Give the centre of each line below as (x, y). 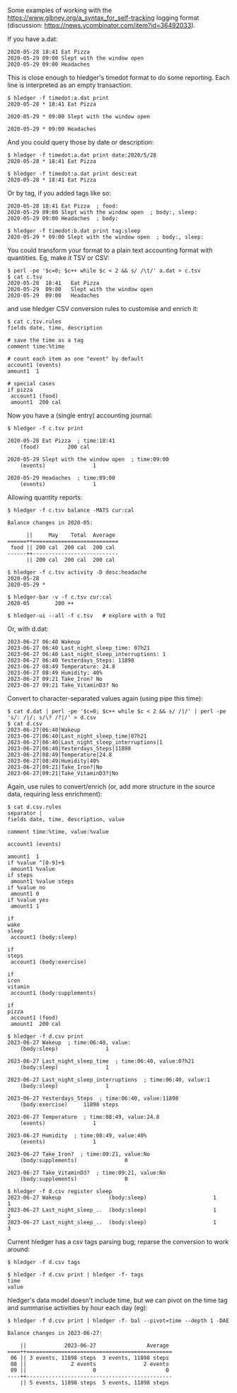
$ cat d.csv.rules (34, 807)
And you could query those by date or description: (81, 142)
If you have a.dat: (33, 39)
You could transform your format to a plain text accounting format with (110, 250)
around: (19, 1249)
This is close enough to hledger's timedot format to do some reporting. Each (118, 78)
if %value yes (28, 900)
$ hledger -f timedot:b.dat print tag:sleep (74, 231)
